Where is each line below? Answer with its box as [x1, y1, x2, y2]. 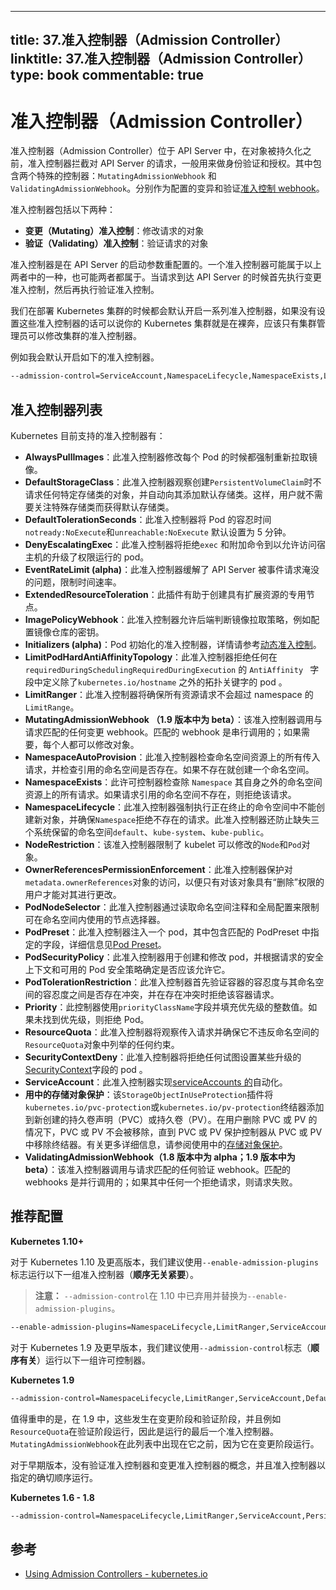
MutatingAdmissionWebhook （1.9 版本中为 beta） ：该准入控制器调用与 [24, 714, 323, 726]
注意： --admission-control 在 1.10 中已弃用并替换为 [34, 1289, 248, 1301]
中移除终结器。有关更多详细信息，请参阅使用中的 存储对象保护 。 [24, 1139, 288, 1151]
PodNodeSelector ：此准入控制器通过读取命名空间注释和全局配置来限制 [24, 901, 320, 913]
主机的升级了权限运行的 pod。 [24, 551, 150, 563]
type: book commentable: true [10, 67, 205, 84]
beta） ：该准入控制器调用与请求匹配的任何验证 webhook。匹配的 [24, 1164, 291, 1176]
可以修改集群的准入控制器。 [27, 330, 142, 342]
